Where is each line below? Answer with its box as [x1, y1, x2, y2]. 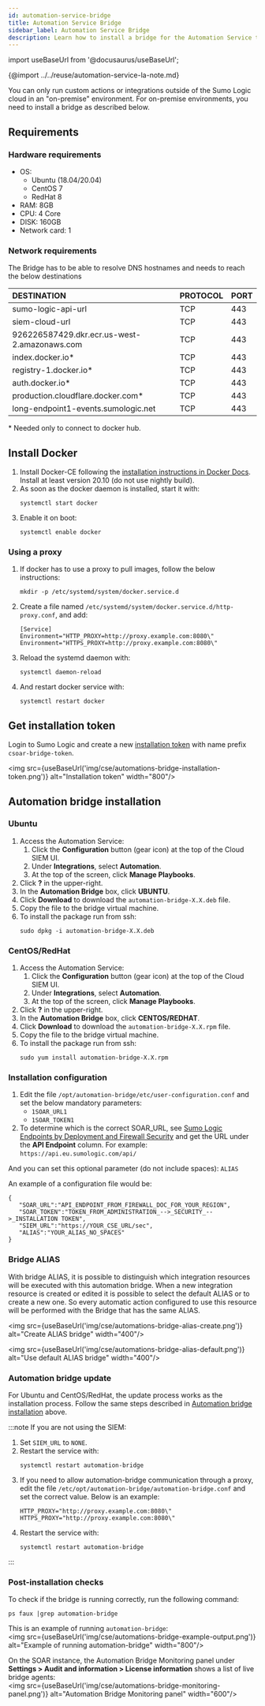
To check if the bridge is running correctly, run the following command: [8, 1595, 239, 1604]
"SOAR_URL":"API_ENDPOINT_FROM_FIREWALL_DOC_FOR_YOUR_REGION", [18, 1201, 231, 1209]
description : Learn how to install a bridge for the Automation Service [8, 33, 252, 42]
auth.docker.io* [12, 378, 71, 389]
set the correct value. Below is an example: [19, 1492, 160, 1502]
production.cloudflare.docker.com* [12, 390, 144, 401]
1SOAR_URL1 [31, 1108, 68, 1116]
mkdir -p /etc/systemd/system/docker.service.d [19, 588, 179, 596]
